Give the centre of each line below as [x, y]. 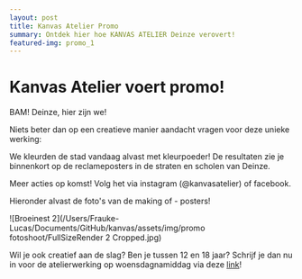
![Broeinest [30, 219]
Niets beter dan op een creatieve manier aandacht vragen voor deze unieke [150, 130]
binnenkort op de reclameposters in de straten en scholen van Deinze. [140, 166]
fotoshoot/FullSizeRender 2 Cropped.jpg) [86, 238]
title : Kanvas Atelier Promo [64, 26]
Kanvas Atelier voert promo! [117, 87]
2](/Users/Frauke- [86, 219]
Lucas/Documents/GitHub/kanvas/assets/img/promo [107, 228]
